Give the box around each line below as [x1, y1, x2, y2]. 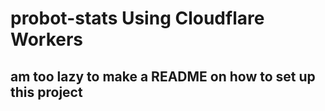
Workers [10, 28, 84, 51]
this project [10, 83, 83, 101]
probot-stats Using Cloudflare [10, 7, 265, 30]
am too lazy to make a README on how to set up [10, 68, 316, 85]
